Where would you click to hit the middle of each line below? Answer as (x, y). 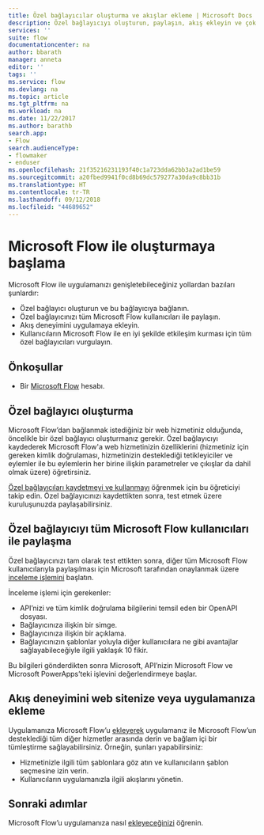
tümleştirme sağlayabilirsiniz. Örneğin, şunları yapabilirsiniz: (106, 747)
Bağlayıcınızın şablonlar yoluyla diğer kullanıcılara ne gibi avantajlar (129, 641)
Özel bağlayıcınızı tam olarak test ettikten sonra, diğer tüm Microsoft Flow (128, 560)
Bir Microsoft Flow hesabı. (62, 386)
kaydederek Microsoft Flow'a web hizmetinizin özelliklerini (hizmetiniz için (128, 446)
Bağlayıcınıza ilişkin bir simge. (68, 624)
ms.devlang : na (33, 89)
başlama (37, 263)
